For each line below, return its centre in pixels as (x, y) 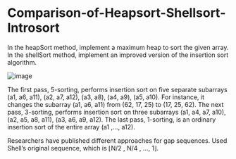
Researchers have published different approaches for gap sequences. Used (117, 140)
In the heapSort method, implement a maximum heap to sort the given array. (118, 47)
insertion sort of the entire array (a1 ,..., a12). (71, 127)
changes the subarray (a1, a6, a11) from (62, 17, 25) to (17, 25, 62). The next (116, 104)
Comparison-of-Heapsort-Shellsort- (117, 13)
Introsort (33, 28)
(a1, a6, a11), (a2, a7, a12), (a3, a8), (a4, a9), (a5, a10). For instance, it (106, 97)
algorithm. (22, 62)
